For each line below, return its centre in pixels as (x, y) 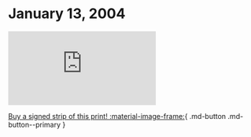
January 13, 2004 (67, 14)
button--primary (35, 124)
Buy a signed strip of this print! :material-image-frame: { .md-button (117, 116)
